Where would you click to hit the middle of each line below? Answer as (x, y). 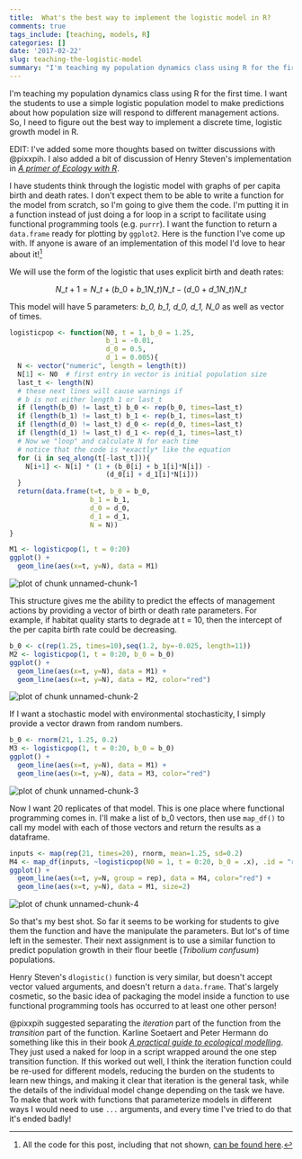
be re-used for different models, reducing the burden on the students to (142, 1071)
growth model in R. (44, 131)
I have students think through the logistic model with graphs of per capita (145, 185)
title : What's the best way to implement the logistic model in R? (140, 18)
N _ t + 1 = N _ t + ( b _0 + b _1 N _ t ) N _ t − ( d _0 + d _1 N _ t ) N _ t (151, 289)
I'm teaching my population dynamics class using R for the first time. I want (148, 93)
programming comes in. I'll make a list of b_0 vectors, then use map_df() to (147, 818)
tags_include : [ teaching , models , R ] (80, 34)
